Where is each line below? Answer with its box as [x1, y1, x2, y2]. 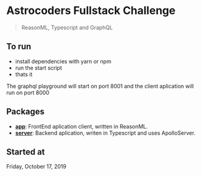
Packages [6, 107, 44, 117]
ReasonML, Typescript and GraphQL [21, 24, 113, 31]
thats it [15, 71, 33, 78]
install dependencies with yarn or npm [15, 57, 111, 65]
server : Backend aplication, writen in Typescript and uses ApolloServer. [15, 129, 196, 136]
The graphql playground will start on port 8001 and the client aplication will [6, 82, 194, 90]
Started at [6, 147, 45, 157]
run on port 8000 [6, 89, 50, 96]
